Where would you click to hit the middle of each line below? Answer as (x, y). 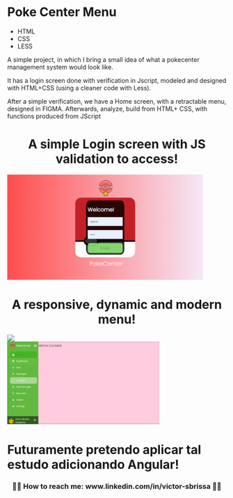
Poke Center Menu (62, 12)
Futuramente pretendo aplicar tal (104, 450)
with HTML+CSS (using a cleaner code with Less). (79, 88)
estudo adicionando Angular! (93, 464)
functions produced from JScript (54, 116)
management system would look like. (60, 67)
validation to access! (117, 159)
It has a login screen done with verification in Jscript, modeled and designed (117, 80)
